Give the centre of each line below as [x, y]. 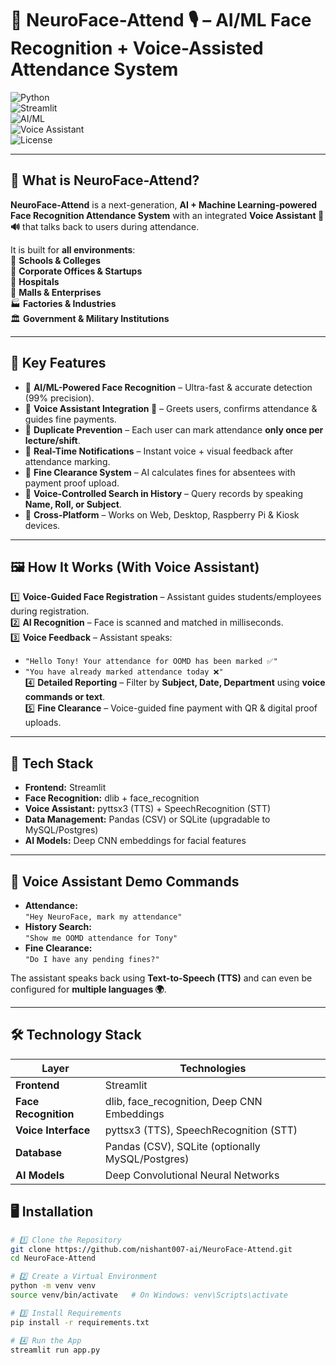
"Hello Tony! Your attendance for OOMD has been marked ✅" [151, 662]
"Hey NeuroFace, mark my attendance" [103, 917]
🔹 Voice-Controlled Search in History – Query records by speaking [164, 493]
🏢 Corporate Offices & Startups [76, 271]
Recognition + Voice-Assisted [137, 48]
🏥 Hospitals [35, 281]
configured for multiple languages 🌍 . [88, 989]
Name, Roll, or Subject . [73, 504]
